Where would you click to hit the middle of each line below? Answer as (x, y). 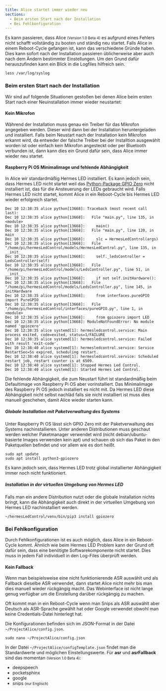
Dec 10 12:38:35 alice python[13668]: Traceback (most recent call (76, 209)
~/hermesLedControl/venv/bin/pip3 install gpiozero (59, 517)
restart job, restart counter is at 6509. (50, 361)
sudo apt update (22, 454)
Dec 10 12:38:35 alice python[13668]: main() (57, 226)
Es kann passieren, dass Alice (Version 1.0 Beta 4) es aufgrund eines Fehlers (80, 38)
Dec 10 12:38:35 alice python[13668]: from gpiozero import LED (77, 317)
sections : (15, 14)
